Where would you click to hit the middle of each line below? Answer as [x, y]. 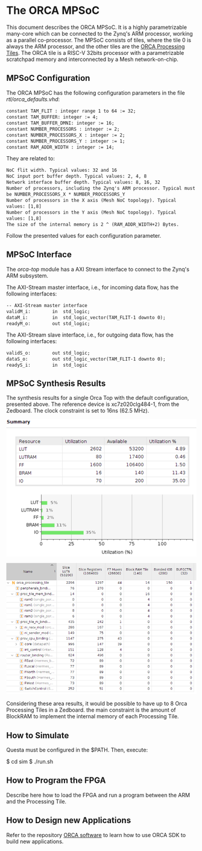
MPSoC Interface [39, 255]
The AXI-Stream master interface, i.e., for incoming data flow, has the [93, 287]
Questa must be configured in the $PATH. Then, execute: [77, 750]
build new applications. [35, 841]
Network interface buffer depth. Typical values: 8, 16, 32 [84, 182]
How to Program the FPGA [56, 781]
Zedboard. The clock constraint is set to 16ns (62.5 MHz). [78, 411]
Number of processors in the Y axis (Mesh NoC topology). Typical [91, 212]
